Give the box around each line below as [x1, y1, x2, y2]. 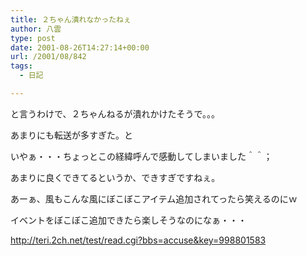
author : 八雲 [10, 24, 62, 34]
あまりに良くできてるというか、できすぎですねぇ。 [10, 171, 221, 183]
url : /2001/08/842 [10, 52, 87, 62]
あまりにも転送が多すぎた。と [10, 129, 133, 141]
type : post [10, 33, 56, 43]
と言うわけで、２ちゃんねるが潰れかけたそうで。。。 [10, 107, 220, 120]
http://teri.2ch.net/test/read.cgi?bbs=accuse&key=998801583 [10, 234, 267, 246]
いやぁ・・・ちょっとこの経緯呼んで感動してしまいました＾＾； [10, 150, 273, 162]
